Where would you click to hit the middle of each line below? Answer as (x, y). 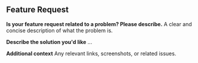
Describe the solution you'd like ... (49, 42)
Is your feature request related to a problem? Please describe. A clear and (99, 24)
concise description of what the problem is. (60, 30)
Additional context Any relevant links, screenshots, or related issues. (91, 53)
